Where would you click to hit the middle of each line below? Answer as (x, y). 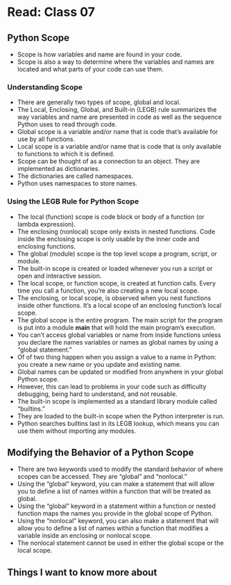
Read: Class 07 (51, 12)
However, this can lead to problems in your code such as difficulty (112, 386)
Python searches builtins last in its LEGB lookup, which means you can (118, 423)
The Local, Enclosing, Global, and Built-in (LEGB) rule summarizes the (117, 110)
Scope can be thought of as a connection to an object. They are (108, 161)
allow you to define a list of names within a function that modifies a (113, 528)
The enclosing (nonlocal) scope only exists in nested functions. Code (116, 231)
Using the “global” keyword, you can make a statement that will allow (116, 484)
